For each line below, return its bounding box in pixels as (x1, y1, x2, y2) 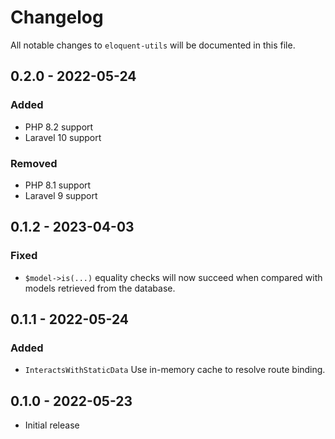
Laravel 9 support (24, 189, 98, 201)
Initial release (24, 419, 80, 431)
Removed (10, 156, 58, 170)
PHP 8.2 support (24, 121, 94, 133)
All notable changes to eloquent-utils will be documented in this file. (10, 39, 296, 51)
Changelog (10, 6, 104, 29)
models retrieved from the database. (24, 282, 176, 294)
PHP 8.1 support (24, 179, 92, 191)
